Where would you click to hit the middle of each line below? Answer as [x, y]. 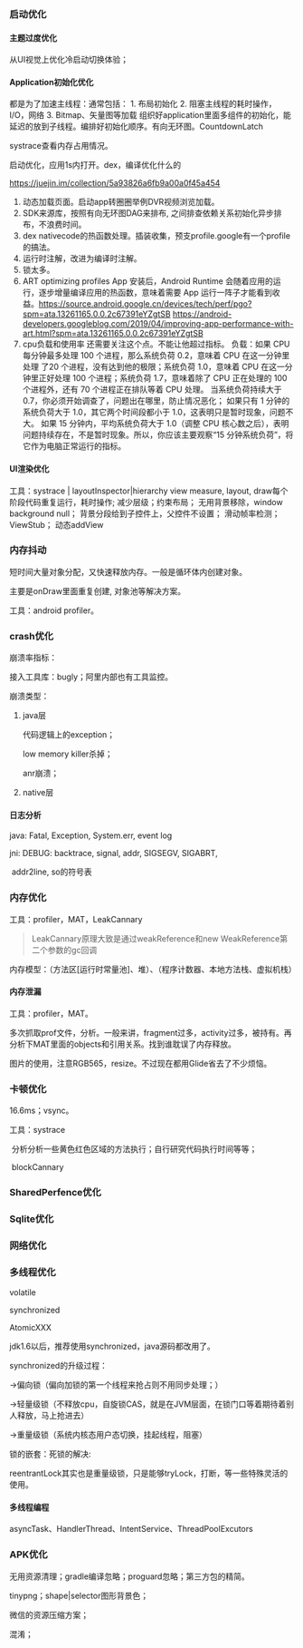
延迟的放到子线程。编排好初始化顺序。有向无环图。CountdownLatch [137, 127]
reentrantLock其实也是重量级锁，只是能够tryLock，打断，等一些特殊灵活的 [149, 1473]
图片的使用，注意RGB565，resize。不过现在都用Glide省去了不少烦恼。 [141, 1063]
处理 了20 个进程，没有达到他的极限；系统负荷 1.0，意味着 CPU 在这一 [153, 367]
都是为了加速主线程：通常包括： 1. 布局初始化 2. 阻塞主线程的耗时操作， [143, 104]
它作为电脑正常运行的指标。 [74, 446]
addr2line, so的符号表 [52, 872]
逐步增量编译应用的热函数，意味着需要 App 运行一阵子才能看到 [156, 293]
